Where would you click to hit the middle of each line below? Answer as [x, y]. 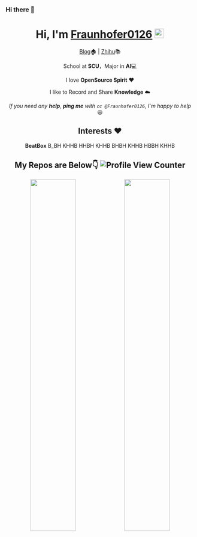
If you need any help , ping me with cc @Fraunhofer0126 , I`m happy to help [100, 106]
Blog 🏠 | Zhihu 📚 [100, 51]
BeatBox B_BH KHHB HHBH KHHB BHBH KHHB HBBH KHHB [100, 145]
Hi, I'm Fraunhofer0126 [94, 35]
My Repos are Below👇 [57, 165]
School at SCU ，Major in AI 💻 [100, 66]
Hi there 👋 [20, 10]
